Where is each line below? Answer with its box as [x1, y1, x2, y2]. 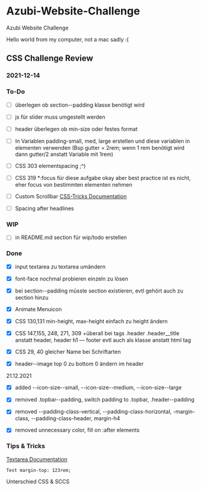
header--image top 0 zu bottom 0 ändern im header [14, 360, 144, 368]
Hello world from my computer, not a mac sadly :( [6, 36, 129, 43]
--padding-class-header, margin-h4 [31, 415, 120, 422]
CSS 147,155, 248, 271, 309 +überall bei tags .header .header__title [14, 330, 179, 337]
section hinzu [14, 294, 49, 301]
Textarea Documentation [6, 456, 67, 463]
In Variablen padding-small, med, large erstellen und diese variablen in [14, 137, 190, 144]
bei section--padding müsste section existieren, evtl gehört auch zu [14, 287, 184, 294]
